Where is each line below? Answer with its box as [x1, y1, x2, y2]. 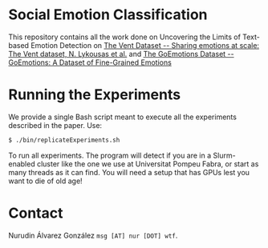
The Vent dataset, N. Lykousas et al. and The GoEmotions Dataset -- [8, 49, 234, 58]
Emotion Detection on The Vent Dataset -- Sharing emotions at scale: [30, 40, 259, 50]
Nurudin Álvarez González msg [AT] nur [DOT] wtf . [8, 230, 178, 240]
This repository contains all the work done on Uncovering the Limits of [8, 32, 241, 42]
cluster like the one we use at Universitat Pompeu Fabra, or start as [36, 158, 259, 169]
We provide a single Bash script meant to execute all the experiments [8, 112, 237, 122]
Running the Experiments [8, 86, 181, 104]
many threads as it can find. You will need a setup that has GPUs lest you [8, 167, 250, 177]
